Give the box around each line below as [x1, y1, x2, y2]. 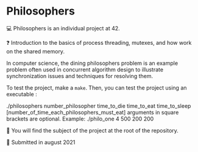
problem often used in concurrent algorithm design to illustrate [6, 65, 163, 73]
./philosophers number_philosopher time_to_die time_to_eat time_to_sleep [6, 102, 191, 110]
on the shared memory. [6, 47, 65, 55]
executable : [6, 90, 38, 97]
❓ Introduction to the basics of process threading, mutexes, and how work [6, 39, 192, 46]
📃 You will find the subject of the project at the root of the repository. [6, 127, 179, 134]
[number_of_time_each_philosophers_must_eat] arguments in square [6, 108, 179, 116]
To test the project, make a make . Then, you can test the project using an [6, 84, 187, 91]
